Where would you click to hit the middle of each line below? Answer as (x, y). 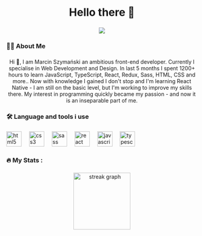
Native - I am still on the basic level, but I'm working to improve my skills (102, 87)
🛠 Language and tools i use (48, 116)
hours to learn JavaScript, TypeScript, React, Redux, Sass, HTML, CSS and (102, 75)
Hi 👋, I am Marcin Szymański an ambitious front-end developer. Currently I (102, 62)
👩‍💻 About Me (26, 46)
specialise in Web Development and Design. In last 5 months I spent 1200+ (102, 68)
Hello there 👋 (102, 12)
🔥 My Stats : (25, 160)
